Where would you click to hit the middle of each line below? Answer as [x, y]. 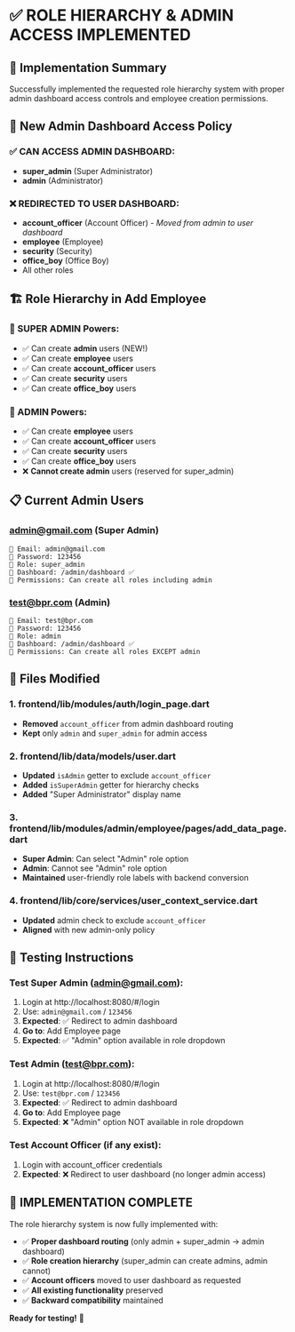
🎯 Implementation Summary [88, 68]
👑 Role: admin [36, 636]
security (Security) [57, 251]
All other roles [48, 270]
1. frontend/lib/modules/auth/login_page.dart [110, 705]
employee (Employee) [63, 242]
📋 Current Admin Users [76, 501]
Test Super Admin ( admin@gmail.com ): [96, 983]
